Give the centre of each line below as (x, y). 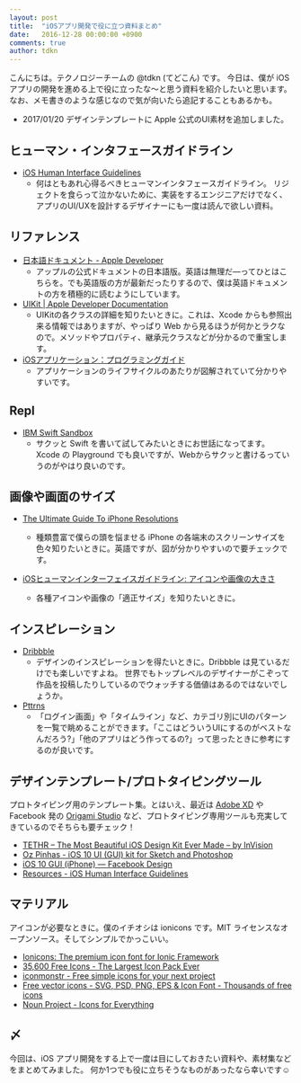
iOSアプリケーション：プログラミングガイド (104, 360)
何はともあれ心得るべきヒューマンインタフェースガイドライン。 (154, 183)
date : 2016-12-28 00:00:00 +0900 (76, 34)
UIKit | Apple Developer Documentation (95, 304)
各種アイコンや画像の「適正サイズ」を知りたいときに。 (138, 598)
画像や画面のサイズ (62, 497)
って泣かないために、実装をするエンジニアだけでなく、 (185, 194)
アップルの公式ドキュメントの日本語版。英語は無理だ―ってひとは (158, 271)
